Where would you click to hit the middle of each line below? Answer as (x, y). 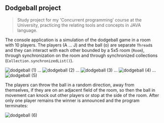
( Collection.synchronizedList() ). (39, 60)
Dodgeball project (33, 8)
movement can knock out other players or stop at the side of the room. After (82, 95)
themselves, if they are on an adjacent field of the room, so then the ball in (80, 90)
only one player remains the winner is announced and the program (72, 100)
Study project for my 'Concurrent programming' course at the (79, 20)
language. (27, 30)
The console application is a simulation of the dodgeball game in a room (78, 40)
